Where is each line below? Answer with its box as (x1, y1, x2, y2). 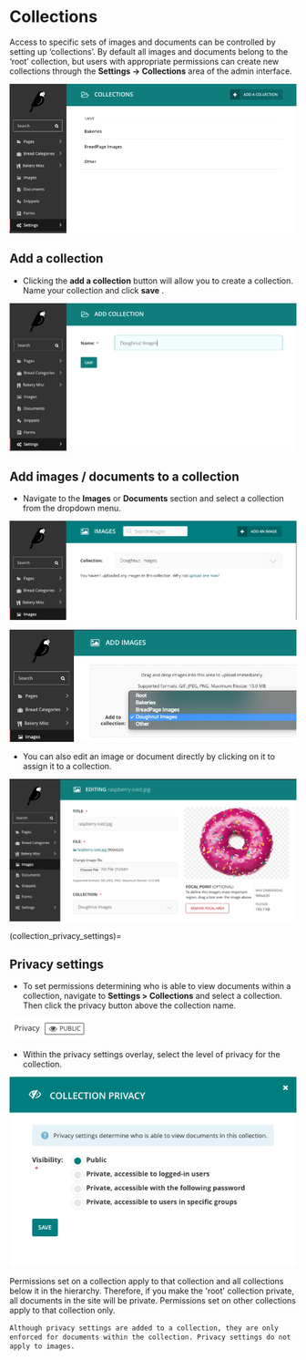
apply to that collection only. (9, 1305, 116, 1316)
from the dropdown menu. (22, 503, 121, 514)
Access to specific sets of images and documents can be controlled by (9, 36, 276, 47)
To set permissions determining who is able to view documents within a (22, 981, 291, 992)
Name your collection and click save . (22, 284, 165, 295)
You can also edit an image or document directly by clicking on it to (22, 751, 276, 762)
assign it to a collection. (22, 761, 112, 772)
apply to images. (9, 1342, 76, 1351)
